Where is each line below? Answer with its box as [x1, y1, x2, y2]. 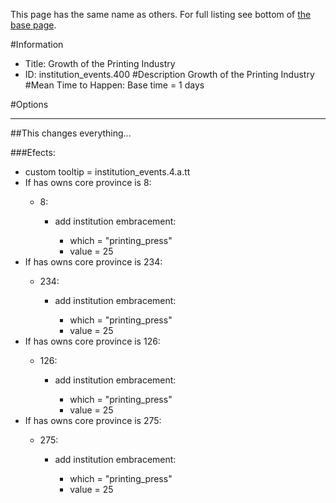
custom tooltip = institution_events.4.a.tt [24, 166, 191, 178]
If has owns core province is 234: [24, 256, 163, 268]
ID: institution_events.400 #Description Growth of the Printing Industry [24, 69, 315, 80]
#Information [10, 39, 64, 50]
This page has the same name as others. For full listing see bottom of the [10, 9, 312, 20]
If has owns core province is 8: [24, 177, 152, 188]
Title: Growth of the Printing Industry [24, 58, 176, 69]
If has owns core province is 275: [24, 415, 162, 426]
